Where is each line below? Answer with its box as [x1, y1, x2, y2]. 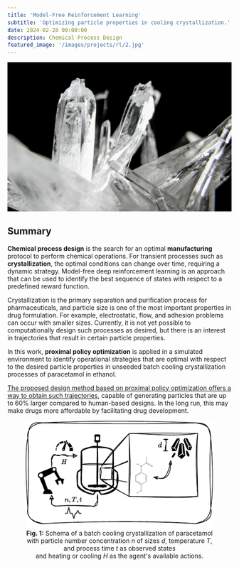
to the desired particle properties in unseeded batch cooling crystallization [7, 362, 226, 371]
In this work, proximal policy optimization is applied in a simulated [7, 347, 203, 355]
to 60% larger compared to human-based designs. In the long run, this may [7, 399, 229, 407]
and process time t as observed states [63, 544, 176, 552]
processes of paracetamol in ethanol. [7, 369, 117, 378]
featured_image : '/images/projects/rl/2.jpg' [7, 41, 144, 49]
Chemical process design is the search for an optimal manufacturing [7, 244, 213, 252]
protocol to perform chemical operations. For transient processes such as [7, 252, 223, 260]
